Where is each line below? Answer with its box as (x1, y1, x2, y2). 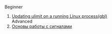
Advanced (11, 19, 33, 24)
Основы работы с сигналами (11, 23, 73, 29)
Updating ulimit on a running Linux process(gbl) (11, 13, 108, 19)
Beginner (4, 4, 23, 10)
